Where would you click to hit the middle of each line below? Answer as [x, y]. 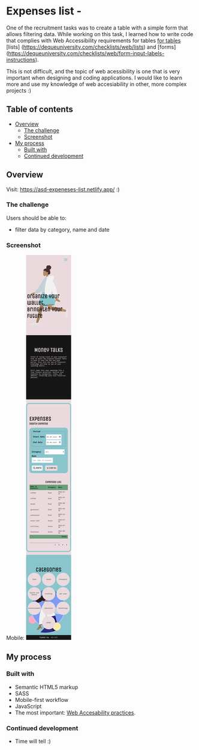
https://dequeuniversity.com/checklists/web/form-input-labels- [86, 53]
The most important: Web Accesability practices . [75, 712]
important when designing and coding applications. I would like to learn [94, 78]
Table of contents [40, 109]
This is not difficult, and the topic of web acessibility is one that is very [93, 71]
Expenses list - [44, 11]
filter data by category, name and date [62, 229]
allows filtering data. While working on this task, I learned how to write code [100, 34]
